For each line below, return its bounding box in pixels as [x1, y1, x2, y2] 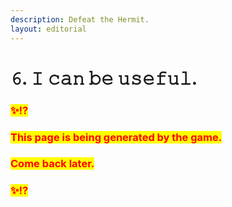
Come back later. [10, 157, 95, 171]
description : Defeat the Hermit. [10, 14, 150, 25]
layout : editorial [10, 24, 87, 34]
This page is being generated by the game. [10, 130, 223, 144]
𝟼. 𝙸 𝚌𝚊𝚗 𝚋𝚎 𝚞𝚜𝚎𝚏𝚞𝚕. [10, 67, 198, 90]
